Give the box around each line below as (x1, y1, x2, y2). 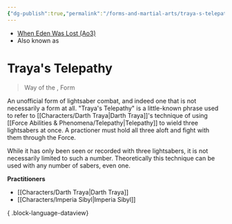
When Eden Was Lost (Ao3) (17, 29, 97, 37)
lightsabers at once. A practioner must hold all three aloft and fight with (7, 125, 210, 134)
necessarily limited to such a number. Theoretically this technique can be (7, 154, 215, 162)
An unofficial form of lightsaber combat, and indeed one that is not (7, 96, 197, 105)
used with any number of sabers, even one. (7, 161, 131, 170)
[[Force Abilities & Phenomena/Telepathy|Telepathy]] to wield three (7, 119, 199, 127)
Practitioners (7, 174, 46, 183)
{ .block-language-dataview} (7, 208, 89, 217)
